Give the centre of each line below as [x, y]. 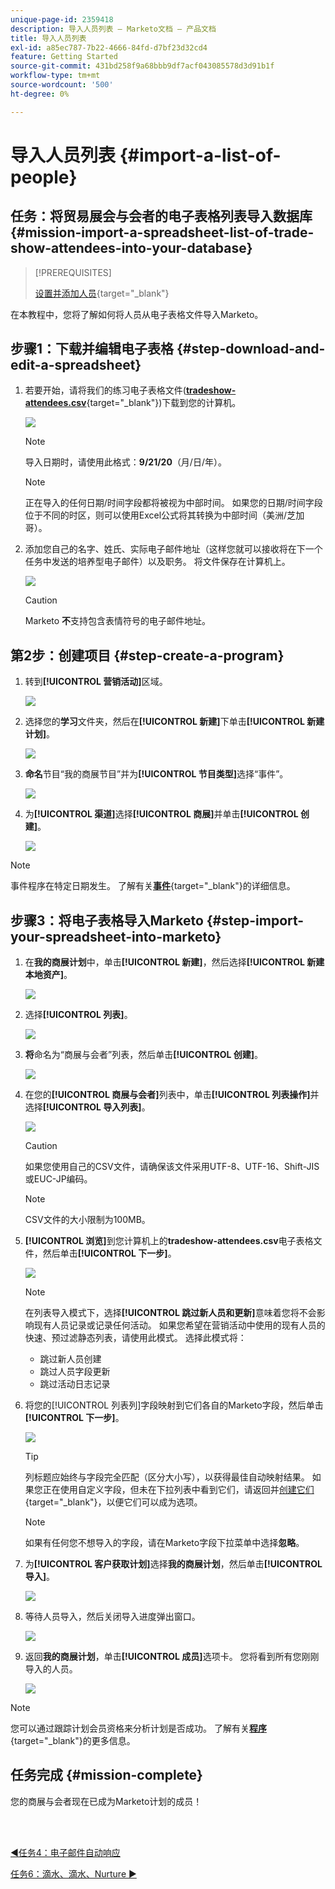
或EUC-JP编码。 [58, 1179]
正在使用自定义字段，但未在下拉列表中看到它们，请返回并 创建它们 [178, 1490]
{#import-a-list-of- [200, 155]
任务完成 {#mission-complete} [106, 1775]
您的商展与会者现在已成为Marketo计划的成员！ [106, 1801]
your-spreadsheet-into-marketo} [116, 936]
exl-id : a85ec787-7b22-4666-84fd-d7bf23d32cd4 [109, 47]
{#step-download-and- [251, 349]
